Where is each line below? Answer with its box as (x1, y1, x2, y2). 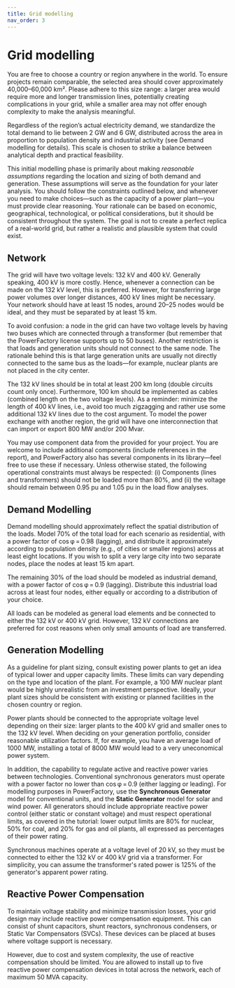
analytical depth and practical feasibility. (7, 151, 124, 159)
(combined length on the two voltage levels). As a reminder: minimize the (7, 395, 218, 404)
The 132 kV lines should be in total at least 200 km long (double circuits (7, 380, 213, 388)
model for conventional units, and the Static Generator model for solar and (7, 794, 223, 803)
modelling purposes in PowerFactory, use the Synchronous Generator (7, 787, 211, 796)
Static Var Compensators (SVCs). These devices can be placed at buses (7, 929, 215, 937)
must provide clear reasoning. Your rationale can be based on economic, (7, 202, 217, 211)
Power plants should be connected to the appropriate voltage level (7, 713, 199, 722)
